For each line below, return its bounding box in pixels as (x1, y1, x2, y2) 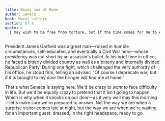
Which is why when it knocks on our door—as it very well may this (5, 95, 139, 100)
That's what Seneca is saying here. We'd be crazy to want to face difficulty (5, 84, 157, 90)
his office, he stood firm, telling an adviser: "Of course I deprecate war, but (5, 70, 157, 75)
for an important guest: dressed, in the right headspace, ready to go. (5, 110, 144, 116)
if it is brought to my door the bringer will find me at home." (5, 74, 125, 80)
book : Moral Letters (5, 16, 48, 21)
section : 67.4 (5, 21, 34, 26)
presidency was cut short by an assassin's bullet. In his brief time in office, (5, 54, 156, 59)
